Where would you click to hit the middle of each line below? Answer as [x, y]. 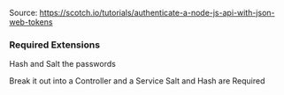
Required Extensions [54, 45]
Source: [23, 13]
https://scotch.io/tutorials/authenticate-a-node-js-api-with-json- [157, 13]
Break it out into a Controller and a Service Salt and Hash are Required [137, 81]
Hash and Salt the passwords [63, 64]
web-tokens [31, 22]
